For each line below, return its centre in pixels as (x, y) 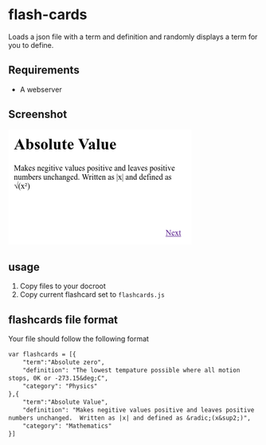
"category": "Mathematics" (67, 426)
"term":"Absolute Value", (66, 402)
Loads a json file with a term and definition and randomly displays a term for (133, 37)
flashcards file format (63, 320)
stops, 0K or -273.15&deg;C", (59, 379)
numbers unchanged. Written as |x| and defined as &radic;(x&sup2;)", (129, 418)
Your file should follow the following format (79, 339)
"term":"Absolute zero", (64, 363)
